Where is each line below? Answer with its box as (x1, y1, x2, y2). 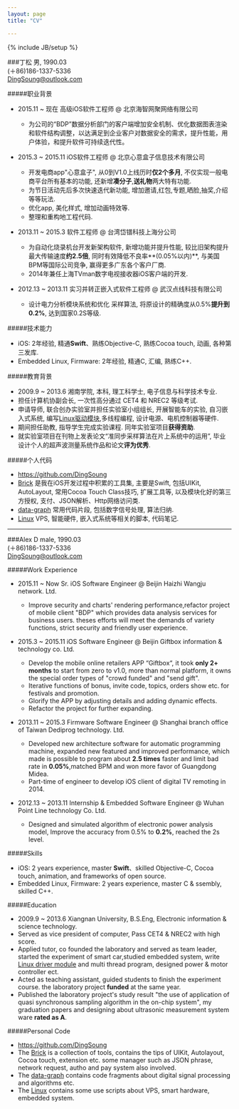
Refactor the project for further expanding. (28, 704, 154, 712)
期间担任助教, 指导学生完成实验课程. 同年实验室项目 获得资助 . (17, 422, 196, 431)
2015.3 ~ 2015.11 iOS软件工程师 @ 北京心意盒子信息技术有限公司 (17, 153, 205, 161)
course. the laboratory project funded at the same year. (17, 982, 181, 991)
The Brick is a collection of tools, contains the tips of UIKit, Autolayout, (17, 1048, 225, 1056)
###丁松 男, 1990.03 (7, 58, 68, 66)
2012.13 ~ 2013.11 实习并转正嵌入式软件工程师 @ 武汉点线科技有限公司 (17, 285, 223, 293)
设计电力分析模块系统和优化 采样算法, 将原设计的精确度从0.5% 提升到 (28, 300, 230, 308)
